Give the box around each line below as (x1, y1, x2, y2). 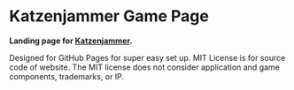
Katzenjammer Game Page (9, 6, 210, 26)
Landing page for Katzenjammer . (9, 35, 133, 46)
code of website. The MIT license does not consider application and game (9, 62, 281, 72)
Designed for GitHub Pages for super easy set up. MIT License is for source (9, 52, 286, 63)
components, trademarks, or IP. (9, 71, 125, 81)
